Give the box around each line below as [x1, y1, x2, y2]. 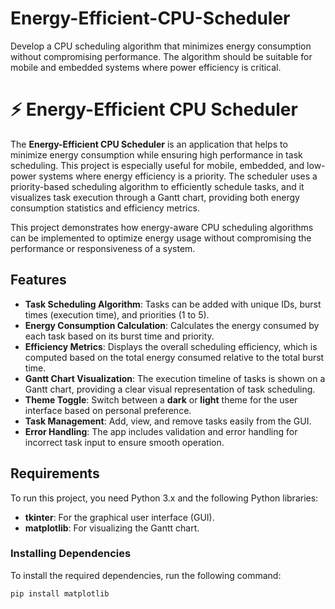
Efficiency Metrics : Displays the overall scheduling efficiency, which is [24, 340, 318, 352]
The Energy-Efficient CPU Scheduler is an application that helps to [10, 138, 288, 150]
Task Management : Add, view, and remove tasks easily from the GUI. [24, 415, 312, 427]
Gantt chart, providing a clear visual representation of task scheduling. [24, 383, 316, 395]
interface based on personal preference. [24, 404, 192, 416]
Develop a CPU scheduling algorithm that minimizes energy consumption [10, 40, 312, 52]
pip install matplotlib [10, 588, 110, 599]
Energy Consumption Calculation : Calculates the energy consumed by [24, 319, 320, 331]
